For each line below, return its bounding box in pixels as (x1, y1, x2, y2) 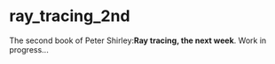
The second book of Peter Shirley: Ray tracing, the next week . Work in (9, 35, 267, 46)
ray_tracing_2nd (9, 6, 130, 26)
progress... (9, 44, 49, 54)
